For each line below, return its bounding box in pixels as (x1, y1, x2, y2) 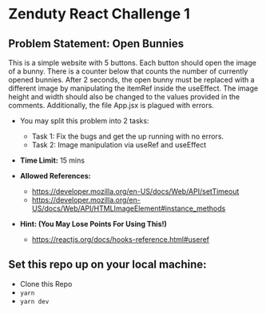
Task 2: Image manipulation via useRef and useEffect (31, 140, 207, 149)
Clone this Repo (19, 279, 73, 288)
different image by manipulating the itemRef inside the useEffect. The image (8, 83, 258, 93)
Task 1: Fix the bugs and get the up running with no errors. (31, 131, 224, 141)
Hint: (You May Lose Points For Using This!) (19, 219, 168, 228)
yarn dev (19, 297, 50, 305)
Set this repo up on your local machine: (8, 258, 207, 272)
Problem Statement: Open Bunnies (8, 37, 185, 50)
